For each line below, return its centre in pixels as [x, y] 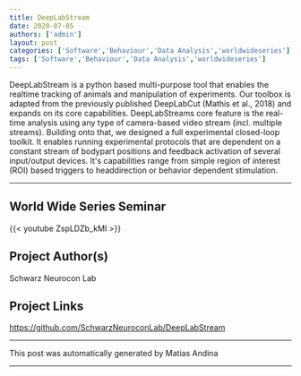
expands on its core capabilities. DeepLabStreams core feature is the [137, 113]
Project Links [47, 307]
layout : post [34, 43]
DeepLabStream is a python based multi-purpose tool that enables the [139, 85]
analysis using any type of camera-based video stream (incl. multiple [155, 123]
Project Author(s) [59, 256]
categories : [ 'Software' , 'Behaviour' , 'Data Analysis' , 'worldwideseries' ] [150, 51]
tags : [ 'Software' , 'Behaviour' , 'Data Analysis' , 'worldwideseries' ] [138, 59]
